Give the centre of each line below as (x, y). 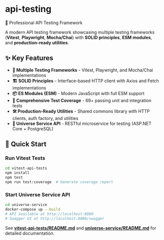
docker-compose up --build (33, 210)
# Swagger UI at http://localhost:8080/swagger (55, 218)
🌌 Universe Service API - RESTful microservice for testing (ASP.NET (82, 123)
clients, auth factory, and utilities (45, 118)
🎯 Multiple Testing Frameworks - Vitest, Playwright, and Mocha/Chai (83, 70)
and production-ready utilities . (37, 42)
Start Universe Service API (38, 194)
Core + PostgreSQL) (33, 128)
